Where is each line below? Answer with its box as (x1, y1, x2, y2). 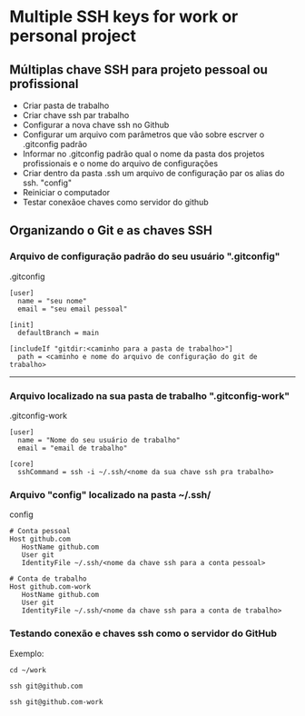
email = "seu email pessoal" (17, 304, 128, 313)
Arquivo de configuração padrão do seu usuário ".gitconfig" (9, 250, 280, 263)
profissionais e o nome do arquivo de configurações (22, 158, 219, 169)
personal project (9, 25, 137, 46)
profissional (9, 75, 79, 92)
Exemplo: (9, 648, 44, 659)
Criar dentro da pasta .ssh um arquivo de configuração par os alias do (22, 168, 285, 178)
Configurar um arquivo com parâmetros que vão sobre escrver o (22, 129, 265, 140)
